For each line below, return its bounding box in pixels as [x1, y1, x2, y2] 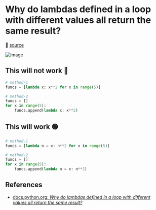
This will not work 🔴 [5, 66, 68, 75]
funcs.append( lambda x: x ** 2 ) [14, 108, 79, 113]
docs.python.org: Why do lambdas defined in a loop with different [12, 194, 151, 200]
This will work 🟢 [5, 123, 58, 131]
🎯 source [5, 42, 24, 48]
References [5, 181, 43, 189]
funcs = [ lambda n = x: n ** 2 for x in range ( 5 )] [5, 143, 110, 148]
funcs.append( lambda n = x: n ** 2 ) [14, 166, 87, 172]
